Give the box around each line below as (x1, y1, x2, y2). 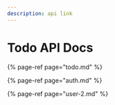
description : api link (7, 10, 73, 17)
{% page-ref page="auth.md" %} (7, 76, 103, 84)
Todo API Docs (7, 39, 94, 55)
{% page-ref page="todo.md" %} (7, 63, 103, 71)
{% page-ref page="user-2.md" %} (7, 89, 109, 97)
